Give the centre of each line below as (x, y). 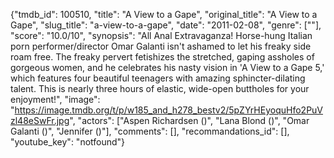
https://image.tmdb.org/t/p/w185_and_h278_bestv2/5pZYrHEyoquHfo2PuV (169, 110)
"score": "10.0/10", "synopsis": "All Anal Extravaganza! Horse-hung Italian (161, 35)
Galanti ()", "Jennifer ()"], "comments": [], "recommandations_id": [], (150, 131)
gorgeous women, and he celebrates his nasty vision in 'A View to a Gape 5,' (167, 67)
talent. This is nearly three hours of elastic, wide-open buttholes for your (160, 88)
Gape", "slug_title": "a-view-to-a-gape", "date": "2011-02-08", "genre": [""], (166, 25)
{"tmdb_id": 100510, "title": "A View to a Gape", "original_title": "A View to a (164, 14)
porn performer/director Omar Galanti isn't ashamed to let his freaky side (161, 46)
